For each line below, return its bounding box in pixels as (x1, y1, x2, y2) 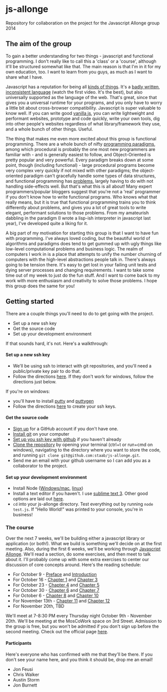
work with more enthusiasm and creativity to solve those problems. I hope (5, 277, 157, 283)
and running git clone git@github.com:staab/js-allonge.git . (12, 452, 141, 458)
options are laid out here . (12, 496, 64, 502)
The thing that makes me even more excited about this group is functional (5, 135, 157, 141)
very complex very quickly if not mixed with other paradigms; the (5, 167, 139, 173)
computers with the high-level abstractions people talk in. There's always (5, 256, 156, 262)
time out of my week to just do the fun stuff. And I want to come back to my (5, 272, 160, 278)
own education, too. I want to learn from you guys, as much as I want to (5, 69, 153, 75)
